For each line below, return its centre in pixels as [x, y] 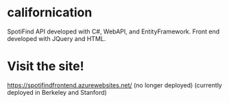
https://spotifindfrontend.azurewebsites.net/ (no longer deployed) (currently [115, 85]
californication [50, 13]
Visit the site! [46, 67]
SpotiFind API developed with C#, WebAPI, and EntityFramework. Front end [113, 31]
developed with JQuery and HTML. [57, 38]
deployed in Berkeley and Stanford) [57, 92]
